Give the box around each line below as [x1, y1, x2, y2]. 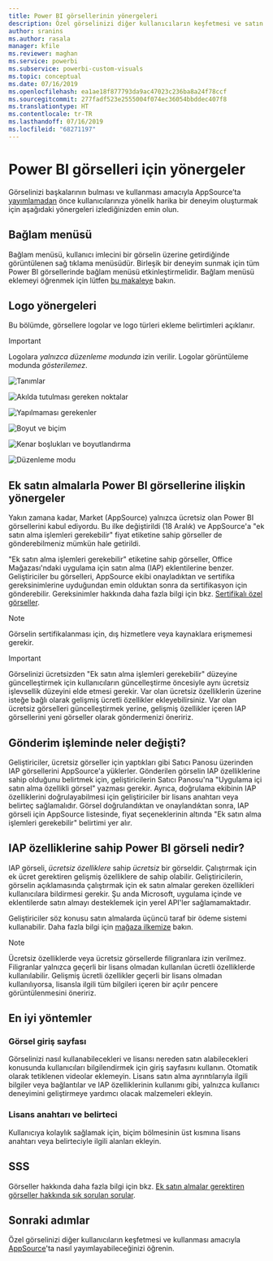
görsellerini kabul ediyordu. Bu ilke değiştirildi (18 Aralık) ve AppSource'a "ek [8, 522, 265, 531]
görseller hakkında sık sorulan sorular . [8, 1189, 136, 1199]
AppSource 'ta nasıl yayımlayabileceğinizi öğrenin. [8, 1244, 175, 1254]
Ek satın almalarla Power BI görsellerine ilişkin [8, 479, 246, 492]
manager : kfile [8, 42, 60, 50]
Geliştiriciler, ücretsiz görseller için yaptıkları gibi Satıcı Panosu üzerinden [8, 757, 253, 767]
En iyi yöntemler [8, 1012, 92, 1025]
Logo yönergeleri [8, 298, 97, 313]
